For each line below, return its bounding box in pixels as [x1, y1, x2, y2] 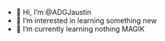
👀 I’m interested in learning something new [15, 16, 158, 25]
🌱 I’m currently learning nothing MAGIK [15, 24, 145, 33]
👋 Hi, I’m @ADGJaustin [15, 8, 92, 17]
